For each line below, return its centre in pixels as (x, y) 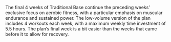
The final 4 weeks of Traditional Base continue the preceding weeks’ (78, 7)
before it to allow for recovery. (37, 34)
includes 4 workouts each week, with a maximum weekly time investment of (85, 23)
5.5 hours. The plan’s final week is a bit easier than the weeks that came (81, 29)
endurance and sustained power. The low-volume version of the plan (78, 18)
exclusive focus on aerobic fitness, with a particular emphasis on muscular (84, 13)
